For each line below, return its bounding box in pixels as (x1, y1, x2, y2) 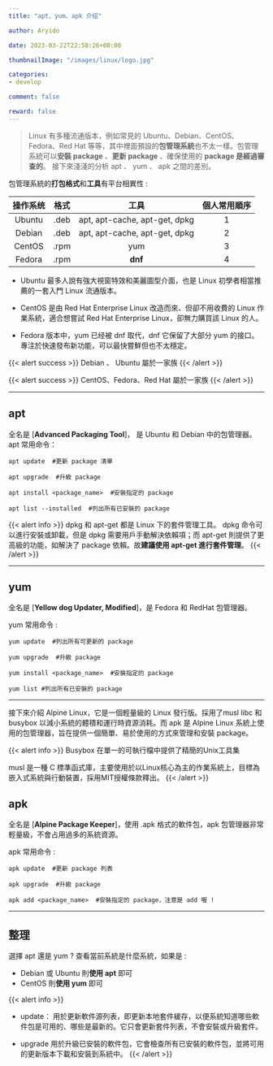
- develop (8, 78, 42, 86)
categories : (8, 71, 49, 79)
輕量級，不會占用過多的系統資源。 (8, 830, 123, 839)
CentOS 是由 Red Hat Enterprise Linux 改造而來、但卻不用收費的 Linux (19, 302, 256, 313)
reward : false (8, 107, 57, 115)
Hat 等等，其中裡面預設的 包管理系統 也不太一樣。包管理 (74, 141, 259, 150)
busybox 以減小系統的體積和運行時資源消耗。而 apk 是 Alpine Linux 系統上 (8, 718, 258, 728)
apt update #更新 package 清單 (8, 457, 114, 466)
